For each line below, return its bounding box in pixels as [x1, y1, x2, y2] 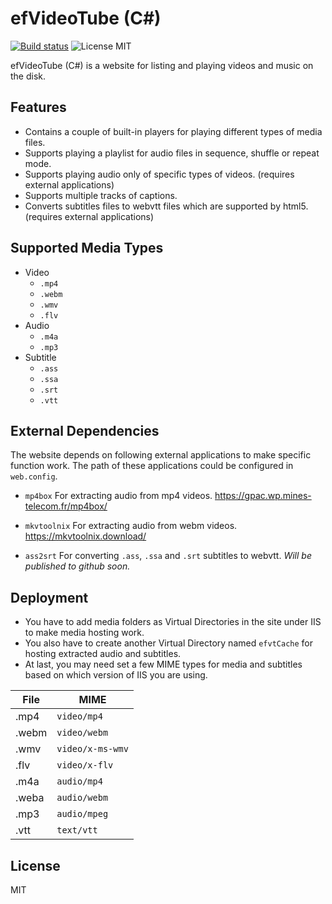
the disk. [10, 70, 47, 82]
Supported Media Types [10, 240, 164, 257]
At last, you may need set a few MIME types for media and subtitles [24, 658, 303, 671]
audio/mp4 [56, 776, 103, 787]
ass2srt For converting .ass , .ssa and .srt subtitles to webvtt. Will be [24, 550, 312, 562]
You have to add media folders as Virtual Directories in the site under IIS [24, 616, 322, 628]
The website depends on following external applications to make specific [10, 449, 312, 461]
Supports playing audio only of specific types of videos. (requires [24, 168, 295, 180]
